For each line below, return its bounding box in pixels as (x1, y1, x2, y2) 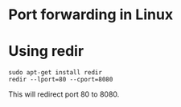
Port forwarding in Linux (8, 6, 174, 24)
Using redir (8, 42, 84, 61)
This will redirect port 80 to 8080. (8, 89, 120, 99)
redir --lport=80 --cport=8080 (8, 76, 113, 84)
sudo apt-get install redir (8, 69, 103, 77)
